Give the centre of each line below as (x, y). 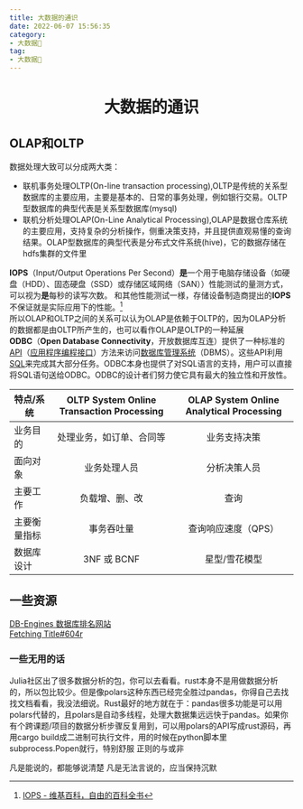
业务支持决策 (234, 437)
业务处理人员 (111, 468)
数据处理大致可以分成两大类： (64, 167)
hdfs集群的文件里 (55, 253)
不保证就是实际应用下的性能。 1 (66, 306)
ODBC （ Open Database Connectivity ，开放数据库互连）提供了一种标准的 (147, 340)
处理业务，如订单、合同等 (111, 437)
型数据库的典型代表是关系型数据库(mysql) (100, 208)
